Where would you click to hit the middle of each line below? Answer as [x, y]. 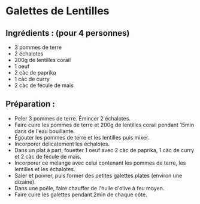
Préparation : [30, 104]
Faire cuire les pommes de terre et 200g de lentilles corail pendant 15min [104, 125]
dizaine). [25, 182]
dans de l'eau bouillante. [45, 131]
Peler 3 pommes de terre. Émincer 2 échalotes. [72, 118]
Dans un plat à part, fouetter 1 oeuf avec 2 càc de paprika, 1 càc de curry [104, 150]
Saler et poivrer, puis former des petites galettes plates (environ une [98, 175]
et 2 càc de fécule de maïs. [48, 156]
